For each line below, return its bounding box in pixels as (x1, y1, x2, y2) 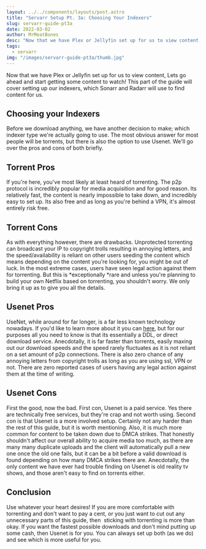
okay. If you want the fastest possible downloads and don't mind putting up (6, 523, 197, 530)
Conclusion (6, 487, 51, 498)
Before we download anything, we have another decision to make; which (6, 125, 190, 132)
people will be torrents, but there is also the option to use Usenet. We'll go (6, 138, 194, 145)
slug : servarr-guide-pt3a (6, 20, 72, 26)
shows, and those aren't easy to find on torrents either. (6, 469, 145, 477)
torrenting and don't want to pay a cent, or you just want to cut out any (6, 510, 185, 517)
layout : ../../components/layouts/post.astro (6, 9, 124, 15)
